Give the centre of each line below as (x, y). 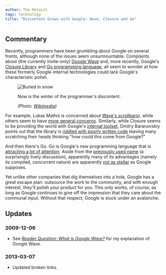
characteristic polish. (27, 77)
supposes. (16, 167)
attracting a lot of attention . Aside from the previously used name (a (75, 152)
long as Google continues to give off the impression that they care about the (83, 193)
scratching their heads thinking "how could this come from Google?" (75, 137)
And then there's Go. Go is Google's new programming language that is (78, 146)
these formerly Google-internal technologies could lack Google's (72, 72)
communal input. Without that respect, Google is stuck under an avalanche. (82, 198)
